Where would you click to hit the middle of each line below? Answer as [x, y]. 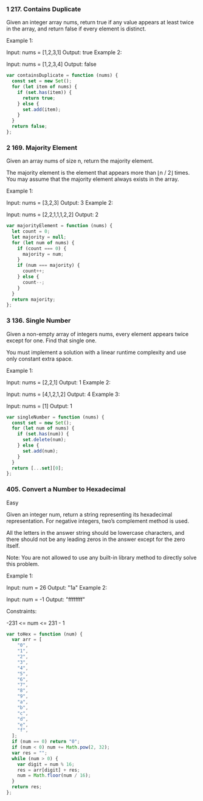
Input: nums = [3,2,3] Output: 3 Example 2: [60, 203]
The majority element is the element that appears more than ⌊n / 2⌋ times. [98, 173]
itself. [13, 545]
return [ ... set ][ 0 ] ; [38, 468]
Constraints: [22, 611]
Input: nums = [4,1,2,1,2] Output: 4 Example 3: [63, 394]
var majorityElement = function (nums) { [60, 226]
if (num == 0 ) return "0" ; [46, 742]
